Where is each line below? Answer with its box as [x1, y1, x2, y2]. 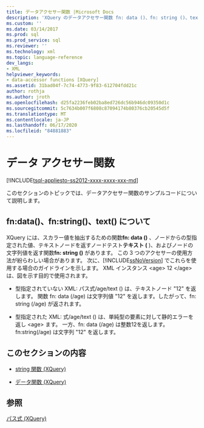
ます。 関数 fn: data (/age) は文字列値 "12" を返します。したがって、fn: [20, 292, 197, 299]
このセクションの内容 [6, 348, 86, 358]
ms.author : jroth [6, 94, 50, 100]
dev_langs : [6, 60, 34, 66]
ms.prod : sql [6, 32, 39, 38]
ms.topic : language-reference [6, 54, 83, 60]
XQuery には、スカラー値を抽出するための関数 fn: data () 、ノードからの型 [6, 234, 192, 241]
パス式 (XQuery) [6, 415, 47, 423]
